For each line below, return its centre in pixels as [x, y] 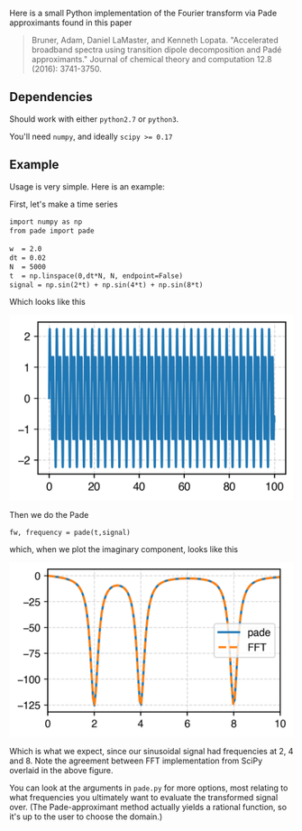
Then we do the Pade [49, 514]
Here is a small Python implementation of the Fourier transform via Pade [143, 13]
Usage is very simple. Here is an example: [87, 186]
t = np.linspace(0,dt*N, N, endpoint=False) [96, 276]
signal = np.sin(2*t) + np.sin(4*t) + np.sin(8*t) [106, 285]
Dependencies [51, 97]
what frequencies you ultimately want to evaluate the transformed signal [144, 797]
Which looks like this [47, 301]
